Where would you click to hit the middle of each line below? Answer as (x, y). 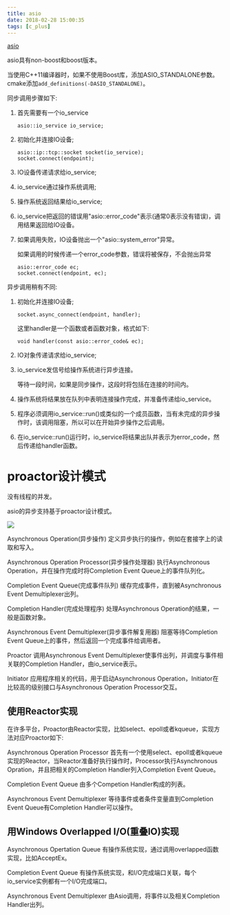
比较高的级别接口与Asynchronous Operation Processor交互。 (94, 687)
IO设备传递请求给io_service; (57, 173)
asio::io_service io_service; (61, 126)
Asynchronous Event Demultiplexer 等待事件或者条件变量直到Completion (110, 799)
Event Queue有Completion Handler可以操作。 (72, 807)
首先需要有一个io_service (53, 113)
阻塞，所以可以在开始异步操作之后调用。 (111, 422)
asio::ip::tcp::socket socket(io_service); (81, 152)
